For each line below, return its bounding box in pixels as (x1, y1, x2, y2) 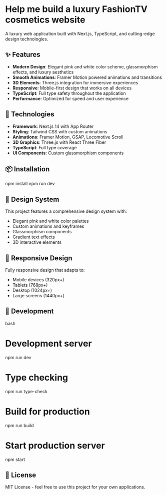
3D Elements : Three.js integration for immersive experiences (12, 79, 138, 85)
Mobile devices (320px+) (12, 277, 64, 283)
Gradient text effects (12, 234, 55, 240)
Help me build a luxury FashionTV (5, 3, 147, 15)
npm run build (5, 422, 34, 428)
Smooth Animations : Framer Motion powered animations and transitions (12, 74, 162, 80)
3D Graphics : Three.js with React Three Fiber (12, 139, 106, 145)
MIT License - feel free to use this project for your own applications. (5, 484, 145, 490)
